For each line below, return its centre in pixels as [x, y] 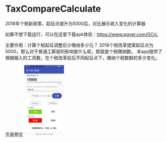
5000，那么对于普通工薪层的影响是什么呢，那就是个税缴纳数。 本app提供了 [84, 51]
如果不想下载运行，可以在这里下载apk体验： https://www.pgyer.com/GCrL [82, 34]
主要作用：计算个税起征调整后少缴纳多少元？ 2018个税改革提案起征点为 [79, 45]
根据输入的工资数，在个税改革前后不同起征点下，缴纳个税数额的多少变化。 [82, 58]
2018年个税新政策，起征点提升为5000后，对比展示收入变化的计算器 [75, 23]
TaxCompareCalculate [53, 9]
